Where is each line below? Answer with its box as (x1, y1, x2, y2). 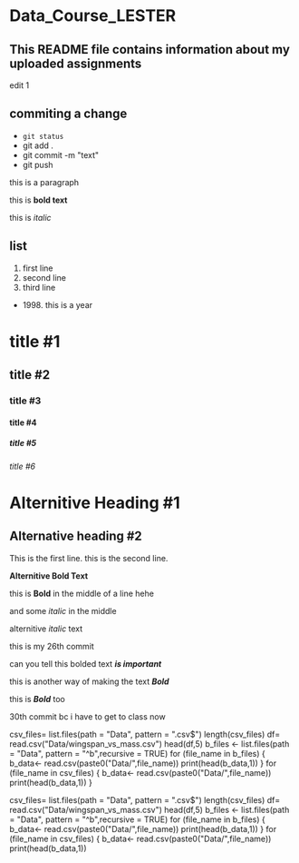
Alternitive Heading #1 (9, 492, 180, 513)
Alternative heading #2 (9, 529, 142, 544)
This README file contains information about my (9, 42, 290, 57)
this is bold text (9, 194, 68, 205)
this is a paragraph (9, 176, 80, 187)
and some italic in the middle (9, 605, 117, 616)
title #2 (9, 367, 51, 382)
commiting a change (9, 106, 128, 122)
